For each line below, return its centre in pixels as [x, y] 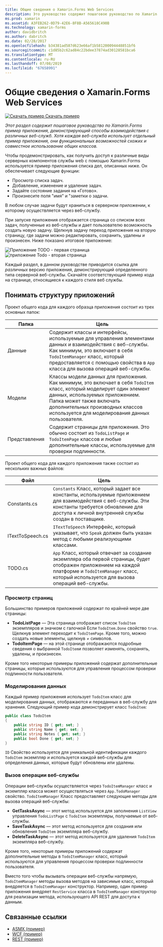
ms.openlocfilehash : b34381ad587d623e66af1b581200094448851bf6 [70, 46]
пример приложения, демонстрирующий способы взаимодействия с [77, 130]
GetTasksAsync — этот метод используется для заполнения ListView [84, 811]
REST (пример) [28, 939]
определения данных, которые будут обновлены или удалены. [70, 762]
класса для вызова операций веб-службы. [100, 369]
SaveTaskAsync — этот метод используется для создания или [77, 826]
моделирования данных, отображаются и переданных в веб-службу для [81, 702]
